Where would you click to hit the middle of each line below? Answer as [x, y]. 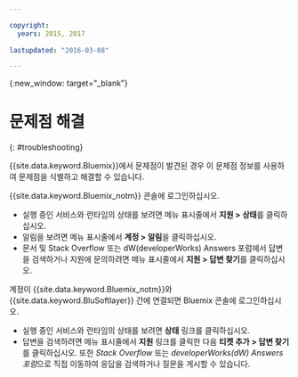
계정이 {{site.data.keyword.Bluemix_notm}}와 [91, 290]
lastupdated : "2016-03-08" [59, 50]
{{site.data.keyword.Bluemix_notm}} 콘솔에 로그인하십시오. [114, 196]
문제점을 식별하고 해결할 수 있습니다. [81, 177]
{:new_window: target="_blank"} [69, 83]
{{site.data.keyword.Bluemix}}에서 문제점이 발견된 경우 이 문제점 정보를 [135, 166]
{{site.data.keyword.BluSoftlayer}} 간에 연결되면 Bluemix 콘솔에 [123, 300]
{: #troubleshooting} [46, 147]
